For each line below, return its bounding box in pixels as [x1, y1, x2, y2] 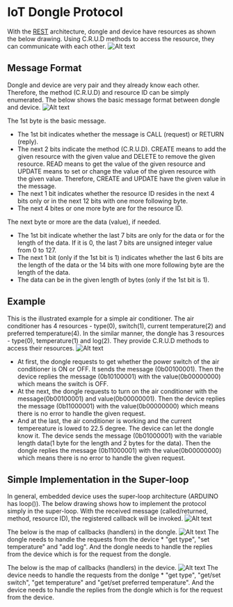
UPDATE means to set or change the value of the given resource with [17, 167, 216, 175]
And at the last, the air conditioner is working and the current [17, 416, 192, 425]
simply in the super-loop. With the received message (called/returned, [7, 507, 209, 516]
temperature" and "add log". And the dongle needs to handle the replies [7, 543, 214, 551]
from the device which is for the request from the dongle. [7, 550, 172, 558]
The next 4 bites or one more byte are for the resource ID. [17, 203, 183, 213]
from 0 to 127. [17, 245, 57, 254]
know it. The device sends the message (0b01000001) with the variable [17, 431, 223, 440]
